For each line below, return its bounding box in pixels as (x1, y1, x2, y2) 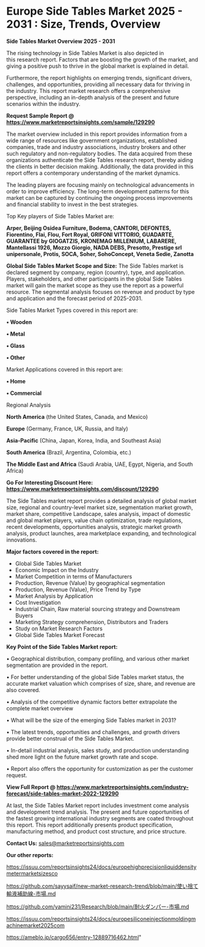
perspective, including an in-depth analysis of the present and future (6, 94, 179, 101)
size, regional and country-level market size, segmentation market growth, (6, 503, 193, 511)
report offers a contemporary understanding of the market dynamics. (6, 169, 180, 177)
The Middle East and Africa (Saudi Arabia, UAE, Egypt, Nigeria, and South (6, 460, 193, 468)
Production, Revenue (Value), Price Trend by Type (15, 586, 142, 593)
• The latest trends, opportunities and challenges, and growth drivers (6, 728, 180, 735)
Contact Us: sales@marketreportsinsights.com (6, 839, 125, 847)
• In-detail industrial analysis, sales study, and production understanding (6, 746, 189, 754)
